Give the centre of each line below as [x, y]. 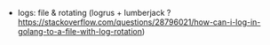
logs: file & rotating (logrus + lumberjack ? [94, 13]
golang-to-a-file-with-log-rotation [80, 31]
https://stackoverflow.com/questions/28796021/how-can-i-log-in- [139, 22]
